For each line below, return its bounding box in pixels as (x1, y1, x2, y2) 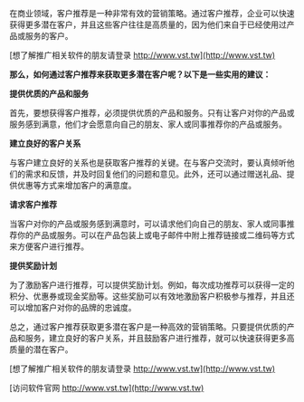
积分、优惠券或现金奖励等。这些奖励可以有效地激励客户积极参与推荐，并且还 (9, 291, 295, 301)
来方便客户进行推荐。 (9, 241, 89, 252)
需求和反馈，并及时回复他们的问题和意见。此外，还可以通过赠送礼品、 (24, 168, 287, 179)
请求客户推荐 (9, 199, 57, 210)
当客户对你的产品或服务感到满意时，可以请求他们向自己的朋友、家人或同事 (9, 218, 287, 229)
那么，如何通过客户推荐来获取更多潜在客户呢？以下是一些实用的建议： (9, 69, 271, 80)
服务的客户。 (24, 31, 73, 41)
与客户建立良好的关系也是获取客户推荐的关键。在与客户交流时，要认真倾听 (9, 158, 287, 167)
